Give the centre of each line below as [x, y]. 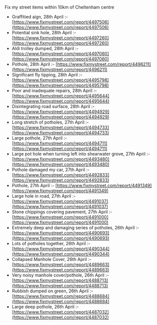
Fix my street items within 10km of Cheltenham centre [59, 7]
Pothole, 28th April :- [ [34, 64]
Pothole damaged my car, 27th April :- [51, 170]
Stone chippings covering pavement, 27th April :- [62, 212]
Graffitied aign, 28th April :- [40, 17]
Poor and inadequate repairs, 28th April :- [54, 91]
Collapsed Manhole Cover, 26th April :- [52, 259]
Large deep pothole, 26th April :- [45, 307]
